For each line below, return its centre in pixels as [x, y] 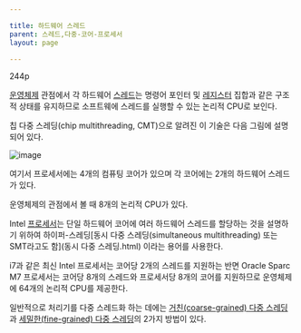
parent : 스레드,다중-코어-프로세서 [66, 34]
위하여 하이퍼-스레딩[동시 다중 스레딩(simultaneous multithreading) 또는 [148, 235]
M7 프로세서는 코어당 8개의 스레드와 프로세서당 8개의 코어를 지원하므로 [135, 277]
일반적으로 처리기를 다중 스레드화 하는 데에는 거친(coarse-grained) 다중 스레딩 [149, 308]
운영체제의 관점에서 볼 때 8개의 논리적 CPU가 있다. [99, 204]
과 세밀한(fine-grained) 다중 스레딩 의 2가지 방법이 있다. [108, 319]
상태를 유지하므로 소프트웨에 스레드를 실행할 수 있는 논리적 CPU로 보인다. [148, 106]
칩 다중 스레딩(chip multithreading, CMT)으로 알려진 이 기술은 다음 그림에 [141, 126]
